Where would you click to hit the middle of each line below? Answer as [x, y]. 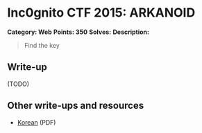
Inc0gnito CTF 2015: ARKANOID [101, 13]
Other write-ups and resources [76, 106]
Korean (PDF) [36, 122]
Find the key [42, 45]
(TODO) [18, 84]
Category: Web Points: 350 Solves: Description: [78, 32]
